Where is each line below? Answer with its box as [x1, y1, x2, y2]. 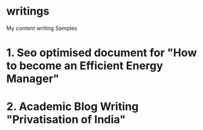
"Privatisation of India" [6, 113, 126, 126]
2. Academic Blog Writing [6, 99, 139, 114]
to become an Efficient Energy [6, 59, 164, 73]
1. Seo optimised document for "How [6, 46, 197, 60]
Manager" [6, 72, 59, 86]
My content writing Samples [6, 24, 78, 32]
